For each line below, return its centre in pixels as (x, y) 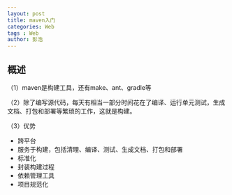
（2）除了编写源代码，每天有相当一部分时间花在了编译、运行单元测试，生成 (116, 102)
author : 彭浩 (25, 40)
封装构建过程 (36, 166)
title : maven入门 (31, 20)
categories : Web (31, 26)
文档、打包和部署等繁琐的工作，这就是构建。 (72, 111)
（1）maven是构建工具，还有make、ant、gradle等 (79, 87)
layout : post (26, 14)
